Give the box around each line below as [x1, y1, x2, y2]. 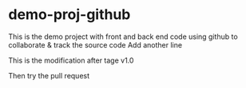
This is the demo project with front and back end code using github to [8, 32, 238, 41]
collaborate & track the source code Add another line [8, 40, 182, 49]
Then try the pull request [8, 71, 90, 80]
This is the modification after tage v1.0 [8, 55, 134, 65]
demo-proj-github [8, 6, 131, 24]
